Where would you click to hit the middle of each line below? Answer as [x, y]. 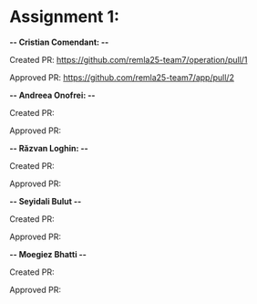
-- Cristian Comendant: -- [59, 42]
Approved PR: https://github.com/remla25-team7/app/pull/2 [122, 77]
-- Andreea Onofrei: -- [52, 95]
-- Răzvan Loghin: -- [49, 148]
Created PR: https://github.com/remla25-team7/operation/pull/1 [128, 59]
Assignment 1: [65, 17]
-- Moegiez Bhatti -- [48, 254]
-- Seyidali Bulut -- [46, 201]
